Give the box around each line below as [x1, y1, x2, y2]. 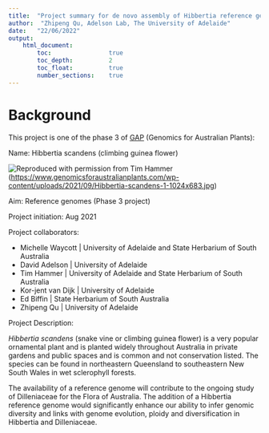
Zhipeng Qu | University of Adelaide [19, 302, 139, 312]
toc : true [37, 49, 124, 57]
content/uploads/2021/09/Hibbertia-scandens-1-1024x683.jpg [8, 180, 215, 190]
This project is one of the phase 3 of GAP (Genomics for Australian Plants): [8, 132, 255, 142]
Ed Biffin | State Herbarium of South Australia [19, 293, 170, 303]
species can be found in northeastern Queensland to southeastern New [8, 358, 245, 369]
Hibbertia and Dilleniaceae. [8, 417, 98, 427]
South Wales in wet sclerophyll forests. [8, 367, 137, 377]
